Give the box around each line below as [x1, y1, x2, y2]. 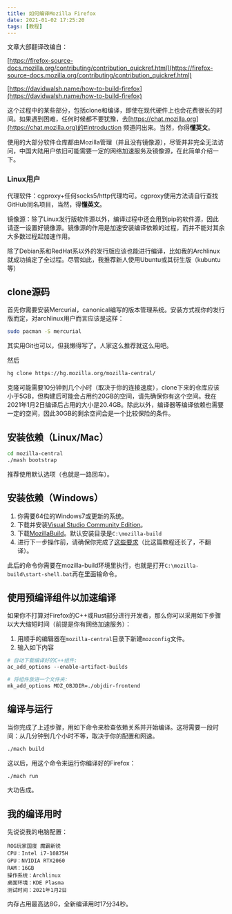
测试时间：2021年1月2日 [7, 887, 68, 894]
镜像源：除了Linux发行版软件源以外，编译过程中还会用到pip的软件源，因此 [7, 215, 220, 223]
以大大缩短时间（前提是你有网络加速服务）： [7, 620, 131, 629]
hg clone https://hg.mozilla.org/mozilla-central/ [7, 370, 156, 377]
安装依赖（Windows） [7, 492, 104, 504]
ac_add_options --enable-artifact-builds [7, 664, 128, 671]
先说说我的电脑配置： [7, 828, 68, 836]
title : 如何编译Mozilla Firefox [7, 10, 97, 17]
